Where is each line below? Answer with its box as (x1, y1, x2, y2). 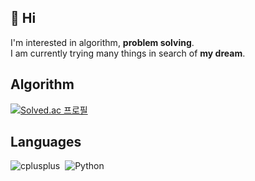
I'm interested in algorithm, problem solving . (10, 36, 195, 48)
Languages (10, 134, 82, 151)
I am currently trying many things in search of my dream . (10, 47, 246, 59)
